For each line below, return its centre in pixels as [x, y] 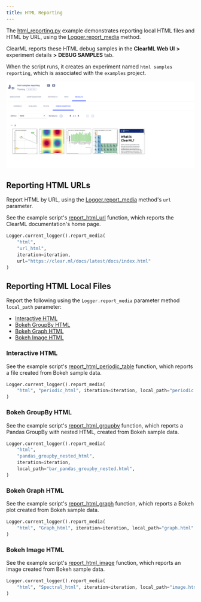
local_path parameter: [34, 307]
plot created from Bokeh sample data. [53, 510]
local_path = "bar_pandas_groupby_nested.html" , [76, 469]
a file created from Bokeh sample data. [54, 372]
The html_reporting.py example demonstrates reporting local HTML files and [100, 31]
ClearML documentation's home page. [54, 224]
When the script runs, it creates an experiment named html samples [89, 67]
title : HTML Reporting [34, 13]
